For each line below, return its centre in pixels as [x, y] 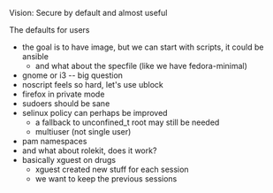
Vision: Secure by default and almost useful [88, 13]
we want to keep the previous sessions [106, 179]
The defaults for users [49, 30]
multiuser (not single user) [83, 131]
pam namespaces [54, 141]
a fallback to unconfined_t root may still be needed [127, 122]
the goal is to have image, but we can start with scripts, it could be [143, 47]
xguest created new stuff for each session [112, 169]
